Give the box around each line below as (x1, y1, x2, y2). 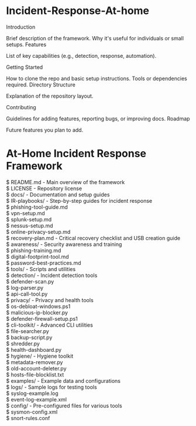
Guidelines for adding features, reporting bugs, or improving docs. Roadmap (6, 115, 190, 122)
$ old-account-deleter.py (6, 365, 67, 372)
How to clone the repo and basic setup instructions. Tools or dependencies (6, 75, 187, 82)
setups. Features (6, 41, 47, 48)
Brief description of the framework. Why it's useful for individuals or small (6, 34, 184, 41)
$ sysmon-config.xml (6, 408, 58, 415)
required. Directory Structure (6, 81, 76, 88)
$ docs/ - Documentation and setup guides (6, 191, 110, 198)
